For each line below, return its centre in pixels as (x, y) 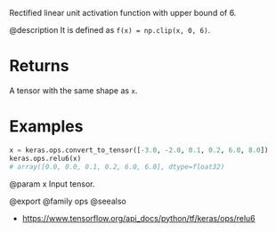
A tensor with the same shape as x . (73, 90)
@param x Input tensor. (52, 184)
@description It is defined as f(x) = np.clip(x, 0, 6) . (110, 30)
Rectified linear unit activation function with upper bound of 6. (123, 13)
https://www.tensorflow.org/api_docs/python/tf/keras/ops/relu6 (138, 218)
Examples (46, 127)
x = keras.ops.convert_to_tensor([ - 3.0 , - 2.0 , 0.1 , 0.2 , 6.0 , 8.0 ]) (139, 150)
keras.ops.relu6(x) (45, 158)
